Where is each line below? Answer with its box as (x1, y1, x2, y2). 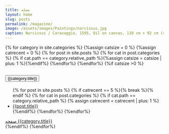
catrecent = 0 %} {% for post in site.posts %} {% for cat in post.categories (5, 50, 160, 56)
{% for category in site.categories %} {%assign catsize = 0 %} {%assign (5, 45, 156, 50)
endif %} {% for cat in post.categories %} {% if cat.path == (12, 92, 136, 98)
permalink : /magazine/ (5, 21, 53, 27)
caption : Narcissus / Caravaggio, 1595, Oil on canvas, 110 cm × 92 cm (5, 31, 158, 36)
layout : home (5, 12, 33, 17)
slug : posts (5, 17, 30, 22)
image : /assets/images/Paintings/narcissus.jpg (5, 26, 107, 31)
